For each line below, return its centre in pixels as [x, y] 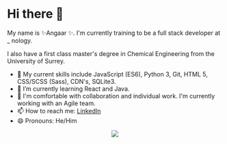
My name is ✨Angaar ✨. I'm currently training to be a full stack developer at [114, 33]
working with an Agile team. [56, 103]
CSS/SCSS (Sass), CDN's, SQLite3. [66, 81]
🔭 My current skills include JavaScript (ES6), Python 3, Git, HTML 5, [112, 74]
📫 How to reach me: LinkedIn [59, 111]
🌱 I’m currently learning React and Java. [73, 89]
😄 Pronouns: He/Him [47, 120]
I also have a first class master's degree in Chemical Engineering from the [111, 53]
